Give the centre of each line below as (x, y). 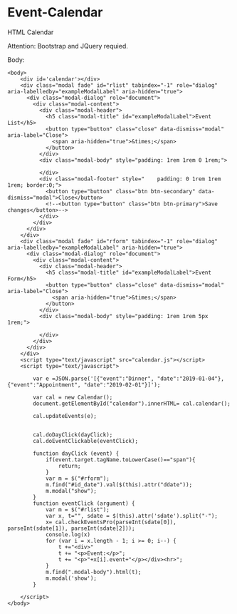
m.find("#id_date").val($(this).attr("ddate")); (119, 485)
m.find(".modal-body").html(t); (93, 572)
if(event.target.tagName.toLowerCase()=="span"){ (120, 460)
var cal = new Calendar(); (73, 397)
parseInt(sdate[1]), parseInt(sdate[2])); (71, 528)
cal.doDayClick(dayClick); (73, 435)
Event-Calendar (55, 12)
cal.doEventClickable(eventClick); (86, 441)
